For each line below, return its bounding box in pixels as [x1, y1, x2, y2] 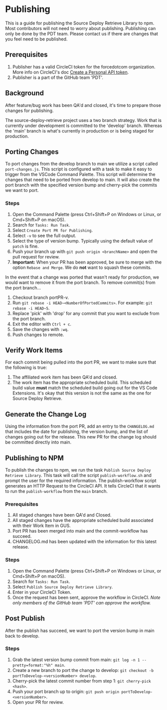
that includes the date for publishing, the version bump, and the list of [5, 428, 148, 434]
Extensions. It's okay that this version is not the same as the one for [12, 390, 152, 396]
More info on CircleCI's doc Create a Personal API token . [12, 69, 129, 75]
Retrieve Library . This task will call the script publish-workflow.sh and [5, 472, 152, 478]
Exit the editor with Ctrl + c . [12, 321, 71, 327]
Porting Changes [5, 147, 59, 156]
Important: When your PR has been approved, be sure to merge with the [12, 259, 162, 265]
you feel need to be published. [5, 36, 68, 42]
